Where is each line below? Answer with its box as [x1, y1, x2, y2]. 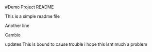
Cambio [5, 32, 21, 38]
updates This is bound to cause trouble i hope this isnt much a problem [5, 41, 147, 47]
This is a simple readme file [5, 13, 60, 19]
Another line [5, 23, 30, 28]
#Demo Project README [5, 4, 54, 10]
